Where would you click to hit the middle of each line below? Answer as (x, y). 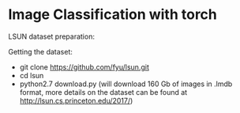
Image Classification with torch (112, 15)
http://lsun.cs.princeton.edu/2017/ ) (76, 100)
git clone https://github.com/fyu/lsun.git (84, 67)
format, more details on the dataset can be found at (103, 92)
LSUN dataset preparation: (51, 36)
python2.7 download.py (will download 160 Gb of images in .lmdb (126, 84)
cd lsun (32, 75)
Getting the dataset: (41, 51)
